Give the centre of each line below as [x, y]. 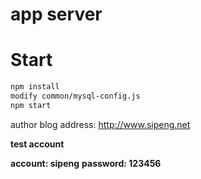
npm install [35, 87]
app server [56, 14]
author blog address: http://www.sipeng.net [100, 124]
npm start [31, 105]
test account [37, 144]
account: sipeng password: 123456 [86, 163]
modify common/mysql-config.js [75, 96]
